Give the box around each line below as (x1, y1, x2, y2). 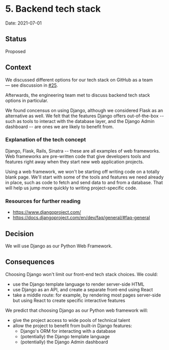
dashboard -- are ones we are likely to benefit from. (5, 123, 114, 130)
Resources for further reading (5, 197, 81, 205)
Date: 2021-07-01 (5, 20, 42, 26)
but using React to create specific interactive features (12, 297, 126, 304)
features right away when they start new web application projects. (5, 159, 144, 165)
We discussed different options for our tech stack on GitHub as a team (5, 77, 153, 83)
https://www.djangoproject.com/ (12, 209, 81, 215)
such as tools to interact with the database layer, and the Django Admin (5, 118, 155, 124)
